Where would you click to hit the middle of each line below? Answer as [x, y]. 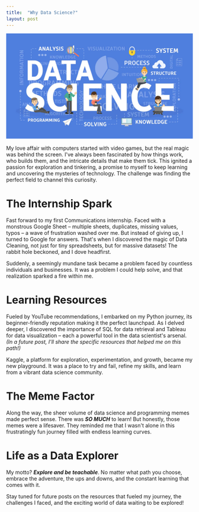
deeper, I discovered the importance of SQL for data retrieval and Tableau [96, 329]
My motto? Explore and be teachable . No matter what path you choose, [94, 472]
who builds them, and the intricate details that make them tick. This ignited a [99, 161]
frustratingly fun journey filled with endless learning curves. [79, 432]
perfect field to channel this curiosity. [52, 180]
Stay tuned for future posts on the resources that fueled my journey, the [94, 496]
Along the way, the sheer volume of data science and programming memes [98, 413]
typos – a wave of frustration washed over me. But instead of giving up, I [95, 233]
